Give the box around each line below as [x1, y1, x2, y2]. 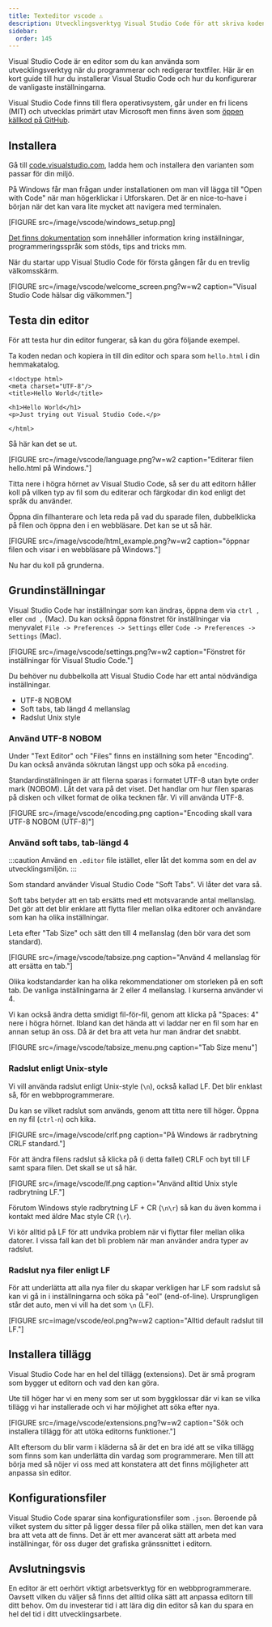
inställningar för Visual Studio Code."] [8, 655, 134, 665]
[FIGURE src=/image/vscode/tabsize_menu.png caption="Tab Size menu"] [8, 1043, 257, 1052]
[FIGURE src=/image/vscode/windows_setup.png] [8, 218, 176, 227]
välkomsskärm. [8, 266, 59, 276]
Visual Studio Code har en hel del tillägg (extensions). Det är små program [8, 1369, 256, 1378]
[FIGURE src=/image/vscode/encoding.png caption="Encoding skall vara [8, 808, 253, 818]
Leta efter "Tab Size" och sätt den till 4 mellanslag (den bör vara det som [8, 928, 251, 938]
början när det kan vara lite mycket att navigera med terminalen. [8, 202, 222, 211]
